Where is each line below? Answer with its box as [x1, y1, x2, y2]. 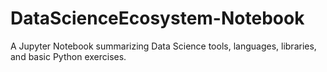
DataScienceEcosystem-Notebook [10, 7, 305, 30]
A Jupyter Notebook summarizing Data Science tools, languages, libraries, [10, 40, 317, 52]
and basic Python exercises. [10, 50, 127, 62]
